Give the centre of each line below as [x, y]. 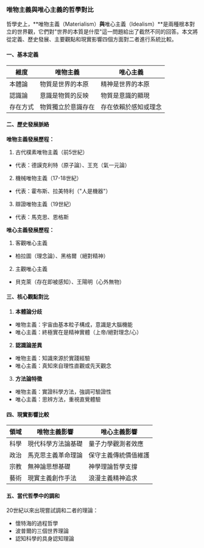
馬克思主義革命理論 [55, 455]
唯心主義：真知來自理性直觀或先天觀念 [63, 366]
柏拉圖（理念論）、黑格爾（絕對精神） [62, 256]
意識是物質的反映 [65, 95]
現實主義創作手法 [52, 478]
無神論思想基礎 [49, 467]
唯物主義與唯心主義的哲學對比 [50, 9]
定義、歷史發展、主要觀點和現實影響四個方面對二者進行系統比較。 [94, 39]
